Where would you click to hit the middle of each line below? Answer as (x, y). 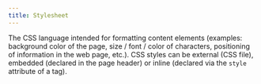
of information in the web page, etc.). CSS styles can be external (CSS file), (131, 54)
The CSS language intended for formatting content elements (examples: (125, 38)
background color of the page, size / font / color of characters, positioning (129, 46)
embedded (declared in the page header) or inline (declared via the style (127, 63)
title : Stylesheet (38, 15)
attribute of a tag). (38, 71)
